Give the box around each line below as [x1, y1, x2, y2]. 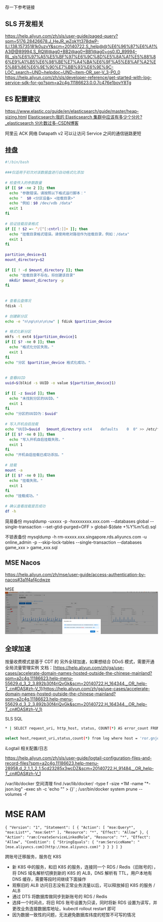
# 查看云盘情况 [5, 298, 32, 303]
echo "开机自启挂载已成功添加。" [5, 452, 64, 458]
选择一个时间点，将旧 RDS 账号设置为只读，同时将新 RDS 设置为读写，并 [12, 900, 158, 905]
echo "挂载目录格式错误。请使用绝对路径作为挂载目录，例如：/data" [9, 232, 130, 237]
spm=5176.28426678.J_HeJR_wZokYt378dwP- [5, 38, 99, 44]
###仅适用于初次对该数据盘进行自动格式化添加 [5, 170, 84, 175]
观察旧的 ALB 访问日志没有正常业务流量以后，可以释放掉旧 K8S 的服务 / [12, 883, 155, 888]
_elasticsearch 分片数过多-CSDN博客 [5, 120, 79, 126]
